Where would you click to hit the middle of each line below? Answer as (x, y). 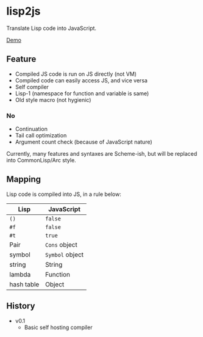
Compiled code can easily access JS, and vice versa (81, 80)
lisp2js (23, 11)
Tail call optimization (41, 136)
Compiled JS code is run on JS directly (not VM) (76, 74)
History (21, 306)
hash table (24, 284)
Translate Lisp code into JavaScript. (51, 28)
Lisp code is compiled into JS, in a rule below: (64, 194)
